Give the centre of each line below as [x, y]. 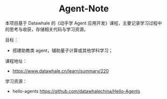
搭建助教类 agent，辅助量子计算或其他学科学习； [63, 50]
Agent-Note [84, 9]
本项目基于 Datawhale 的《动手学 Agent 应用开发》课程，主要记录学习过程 [82, 23]
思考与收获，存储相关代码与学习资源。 [49, 29]
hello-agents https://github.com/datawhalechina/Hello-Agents [76, 91]
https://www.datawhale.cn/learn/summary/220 [61, 71]
